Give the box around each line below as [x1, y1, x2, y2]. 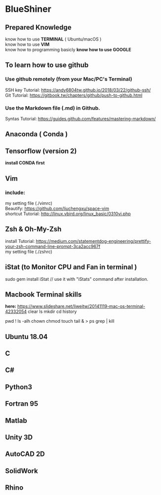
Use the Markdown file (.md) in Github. [5, 105, 100, 112]
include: [5, 189, 26, 196]
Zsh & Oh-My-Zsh [5, 225, 62, 233]
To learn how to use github [5, 61, 89, 70]
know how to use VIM [5, 41, 50, 47]
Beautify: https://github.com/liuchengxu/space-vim [5, 205, 110, 211]
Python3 [5, 382, 32, 391]
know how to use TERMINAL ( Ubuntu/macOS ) [5, 36, 102, 42]
